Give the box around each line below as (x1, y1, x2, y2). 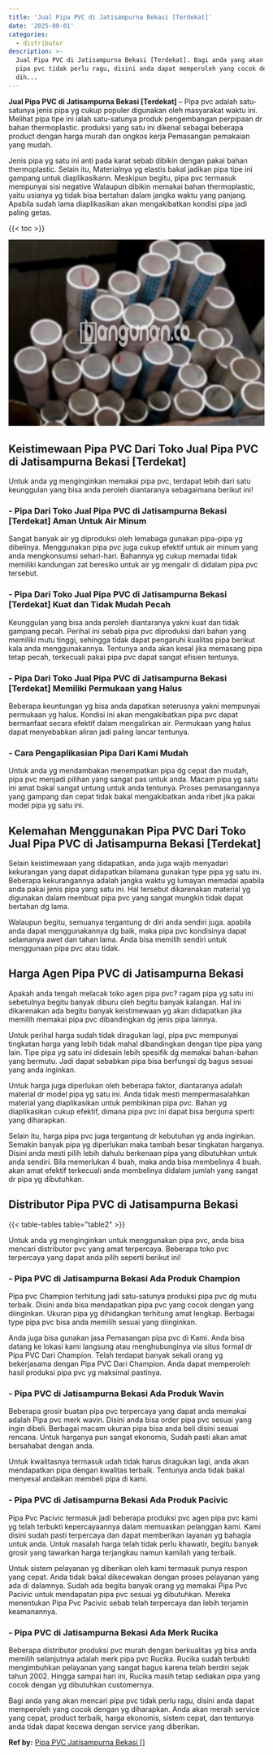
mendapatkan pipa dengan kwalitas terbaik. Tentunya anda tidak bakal (8, 1465, 245, 1475)
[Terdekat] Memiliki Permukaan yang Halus (8, 682, 183, 694)
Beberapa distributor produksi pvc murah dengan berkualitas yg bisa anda (8, 1645, 258, 1655)
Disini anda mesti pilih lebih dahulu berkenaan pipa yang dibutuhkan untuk (8, 1148, 258, 1158)
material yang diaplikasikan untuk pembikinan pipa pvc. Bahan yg (8, 1097, 227, 1107)
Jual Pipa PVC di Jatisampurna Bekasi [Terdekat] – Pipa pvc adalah (8, 96, 238, 106)
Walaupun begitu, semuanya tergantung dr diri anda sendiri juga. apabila (8, 917, 252, 927)
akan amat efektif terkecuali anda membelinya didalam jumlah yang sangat (8, 1165, 258, 1175)
